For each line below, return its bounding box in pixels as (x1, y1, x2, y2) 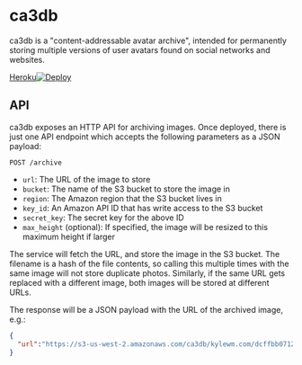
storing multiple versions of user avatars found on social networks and (9, 44, 271, 55)
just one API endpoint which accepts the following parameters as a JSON (9, 131, 280, 142)
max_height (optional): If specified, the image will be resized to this (22, 221, 268, 232)
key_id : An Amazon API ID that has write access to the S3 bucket (22, 202, 263, 213)
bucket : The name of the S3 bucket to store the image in (22, 183, 231, 194)
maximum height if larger (22, 231, 115, 242)
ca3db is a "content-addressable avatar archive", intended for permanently (9, 35, 288, 46)
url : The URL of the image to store (22, 174, 151, 184)
